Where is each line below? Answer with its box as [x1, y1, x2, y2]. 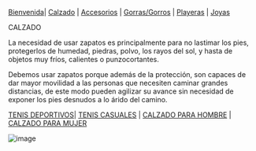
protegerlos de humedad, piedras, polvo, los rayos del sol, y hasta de [8, 46, 233, 55]
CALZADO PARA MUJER [8, 119, 87, 127]
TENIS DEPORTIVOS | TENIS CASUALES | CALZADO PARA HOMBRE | [8, 110, 232, 120]
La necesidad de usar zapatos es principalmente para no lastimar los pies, [8, 38, 250, 47]
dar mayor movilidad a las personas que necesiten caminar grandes [8, 79, 228, 87]
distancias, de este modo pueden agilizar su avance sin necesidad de [8, 87, 234, 96]
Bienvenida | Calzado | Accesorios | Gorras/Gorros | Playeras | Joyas [8, 8, 231, 17]
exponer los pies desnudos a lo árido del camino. [8, 95, 168, 104]
